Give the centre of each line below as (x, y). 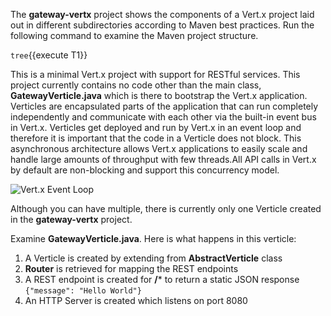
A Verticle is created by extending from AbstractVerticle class (153, 258)
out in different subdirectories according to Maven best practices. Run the (162, 25)
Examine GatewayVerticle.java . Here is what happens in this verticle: (153, 238)
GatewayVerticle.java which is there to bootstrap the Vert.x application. (159, 95)
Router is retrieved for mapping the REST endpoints (131, 268)
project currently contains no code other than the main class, (136, 85)
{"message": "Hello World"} (83, 291)
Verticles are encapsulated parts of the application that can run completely (164, 106)
